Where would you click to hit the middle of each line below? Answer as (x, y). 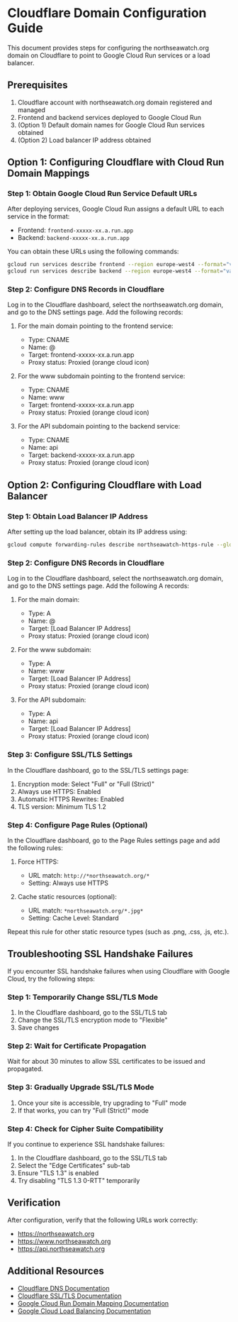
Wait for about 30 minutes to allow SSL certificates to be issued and (106, 1062)
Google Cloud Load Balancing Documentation (84, 1311)
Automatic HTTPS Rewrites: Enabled (71, 799)
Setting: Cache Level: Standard (73, 918)
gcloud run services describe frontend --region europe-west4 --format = (117, 265)
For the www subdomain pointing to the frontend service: (101, 376)
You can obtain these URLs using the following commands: (93, 252)
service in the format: (39, 216)
